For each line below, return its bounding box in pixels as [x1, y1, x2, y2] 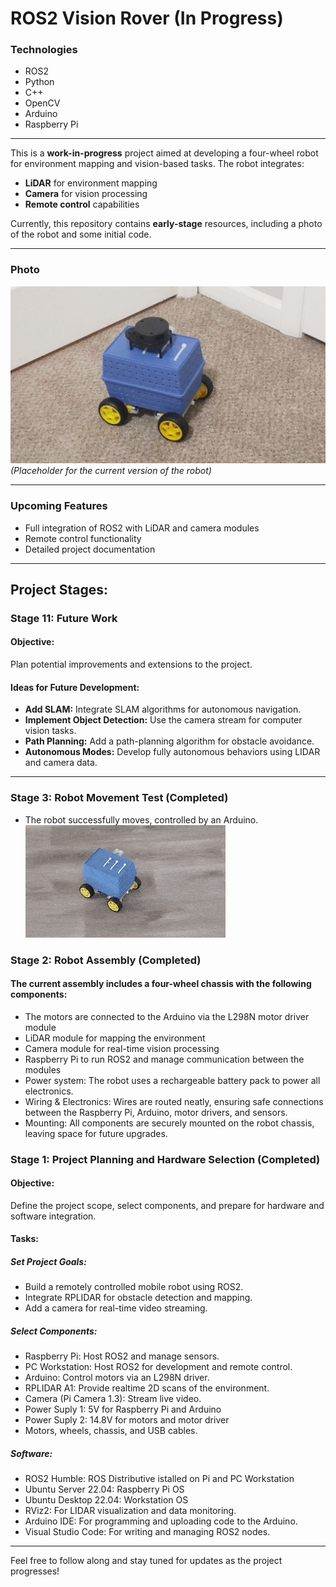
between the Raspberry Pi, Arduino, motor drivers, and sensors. [24, 1106, 288, 1118]
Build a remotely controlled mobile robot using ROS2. [24, 1281, 244, 1293]
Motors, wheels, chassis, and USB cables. [24, 1425, 198, 1437]
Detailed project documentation [24, 543, 156, 555]
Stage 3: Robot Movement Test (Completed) [10, 791, 229, 805]
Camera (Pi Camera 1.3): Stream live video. [24, 1393, 202, 1405]
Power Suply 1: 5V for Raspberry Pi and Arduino [24, 1403, 222, 1416]
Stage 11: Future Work [10, 611, 118, 625]
